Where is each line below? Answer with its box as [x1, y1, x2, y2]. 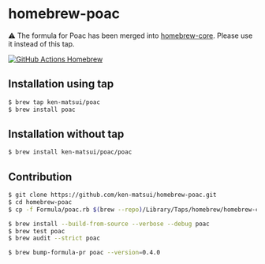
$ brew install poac [8, 106, 77, 113]
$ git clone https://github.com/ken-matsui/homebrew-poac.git [8, 191, 217, 199]
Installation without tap [8, 127, 125, 140]
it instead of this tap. [8, 39, 75, 48]
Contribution [8, 170, 73, 184]
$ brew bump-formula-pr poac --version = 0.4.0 [8, 249, 160, 257]
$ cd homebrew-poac [8, 198, 73, 206]
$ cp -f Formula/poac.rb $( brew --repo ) [8, 206, 144, 214]
